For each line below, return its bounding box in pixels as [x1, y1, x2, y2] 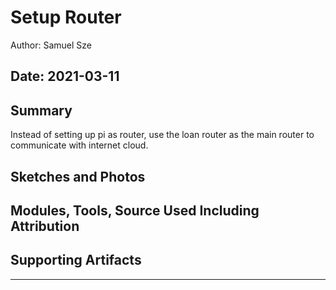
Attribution [10, 217, 80, 235]
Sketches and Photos [10, 168, 146, 185]
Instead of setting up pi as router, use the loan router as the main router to [10, 129, 315, 141]
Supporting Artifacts [10, 252, 142, 269]
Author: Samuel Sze [10, 39, 92, 51]
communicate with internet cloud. [10, 139, 149, 151]
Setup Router [10, 6, 122, 29]
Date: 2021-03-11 [10, 68, 120, 85]
